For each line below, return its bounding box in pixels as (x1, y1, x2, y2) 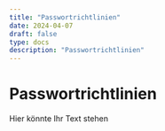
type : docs (9, 37, 50, 47)
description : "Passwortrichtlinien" (9, 46, 145, 55)
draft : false (9, 29, 58, 38)
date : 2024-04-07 (9, 21, 74, 30)
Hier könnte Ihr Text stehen (9, 113, 109, 124)
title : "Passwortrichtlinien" (9, 12, 122, 22)
